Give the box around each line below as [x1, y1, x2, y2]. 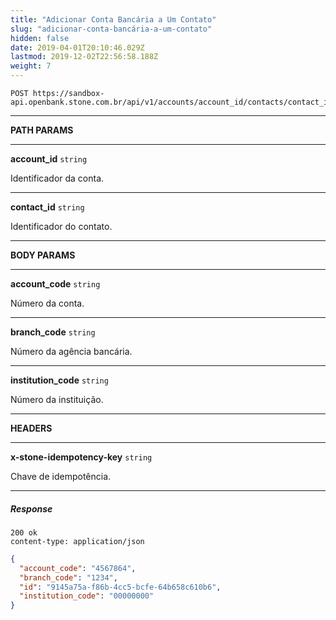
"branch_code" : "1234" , [19, 572, 118, 583]
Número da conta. [10, 297, 85, 309]
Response [10, 502, 53, 515]
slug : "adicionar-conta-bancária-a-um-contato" [10, 24, 213, 34]
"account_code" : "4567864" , [19, 563, 137, 573]
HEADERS [10, 422, 53, 434]
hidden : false [10, 33, 70, 43]
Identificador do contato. [10, 221, 113, 232]
